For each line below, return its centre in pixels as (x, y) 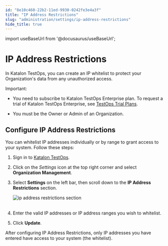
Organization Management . (42, 173)
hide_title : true (24, 24)
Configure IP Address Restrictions (61, 130)
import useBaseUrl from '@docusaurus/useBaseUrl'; (60, 39)
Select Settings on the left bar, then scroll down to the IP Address (82, 182)
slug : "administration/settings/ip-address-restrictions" (68, 19)
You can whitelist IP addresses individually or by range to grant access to (82, 142)
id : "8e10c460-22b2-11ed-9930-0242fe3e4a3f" (53, 10)
